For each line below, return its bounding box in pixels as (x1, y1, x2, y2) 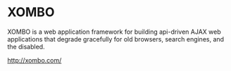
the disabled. (7, 42, 45, 51)
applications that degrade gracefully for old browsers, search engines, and (7, 34, 224, 43)
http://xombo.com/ (7, 56, 62, 64)
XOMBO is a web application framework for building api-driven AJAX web (7, 27, 221, 36)
